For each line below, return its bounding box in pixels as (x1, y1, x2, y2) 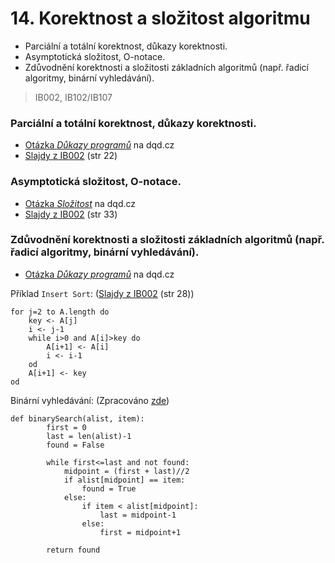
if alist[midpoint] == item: (63, 475, 186, 485)
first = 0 (46, 422, 87, 432)
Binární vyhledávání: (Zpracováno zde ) (10, 394, 170, 406)
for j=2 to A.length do (10, 307, 110, 317)
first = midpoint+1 (99, 527, 182, 537)
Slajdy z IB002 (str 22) (24, 150, 118, 162)
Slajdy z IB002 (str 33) (24, 208, 118, 220)
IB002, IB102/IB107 (34, 91, 113, 103)
